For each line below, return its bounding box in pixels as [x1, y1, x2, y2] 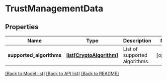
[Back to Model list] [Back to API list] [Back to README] [5, 71, 119, 77]
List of [123, 45, 138, 52]
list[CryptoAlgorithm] [66, 52, 118, 58]
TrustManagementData [5, 3, 103, 14]
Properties [5, 23, 39, 31]
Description [123, 38, 152, 44]
